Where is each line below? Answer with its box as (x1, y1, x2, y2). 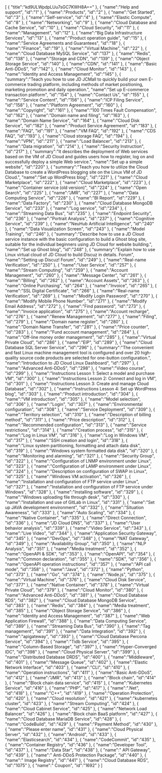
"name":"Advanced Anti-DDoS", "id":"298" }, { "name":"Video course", (5, 365, 146, 371)
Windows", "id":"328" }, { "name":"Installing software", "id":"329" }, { (5, 489, 143, 495)
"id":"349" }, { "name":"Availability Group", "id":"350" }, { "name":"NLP (5, 541, 147, 546)
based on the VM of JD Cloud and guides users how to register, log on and (5, 154, 154, 159)
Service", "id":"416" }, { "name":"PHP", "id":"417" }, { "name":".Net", (5, 685, 139, 691)
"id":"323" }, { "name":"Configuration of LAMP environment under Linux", (5, 463, 152, 469)
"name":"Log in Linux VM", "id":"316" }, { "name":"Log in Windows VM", (5, 432, 148, 438)
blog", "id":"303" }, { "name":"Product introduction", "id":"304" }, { (5, 391, 138, 397)
